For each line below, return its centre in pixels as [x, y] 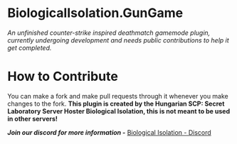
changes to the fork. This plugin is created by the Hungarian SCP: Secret [116, 104]
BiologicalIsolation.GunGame [95, 13]
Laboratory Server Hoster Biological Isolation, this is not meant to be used [118, 111]
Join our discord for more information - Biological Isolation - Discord [109, 132]
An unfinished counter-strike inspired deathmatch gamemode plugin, [109, 33]
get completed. [30, 48]
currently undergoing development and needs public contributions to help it [118, 40]
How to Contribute [63, 77]
